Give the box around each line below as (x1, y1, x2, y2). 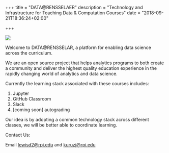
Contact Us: (5, 132, 31, 138)
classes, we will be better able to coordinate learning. (5, 122, 117, 128)
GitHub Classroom (12, 96, 51, 101)
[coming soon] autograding (12, 107, 70, 113)
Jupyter (12, 90, 30, 96)
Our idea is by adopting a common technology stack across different (5, 117, 149, 122)
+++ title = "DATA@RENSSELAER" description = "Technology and (5, 5, 144, 10)
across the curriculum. (5, 50, 52, 56)
